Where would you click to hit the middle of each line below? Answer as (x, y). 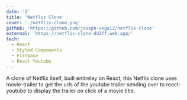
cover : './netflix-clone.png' (43, 22)
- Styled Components (37, 50)
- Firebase (25, 56)
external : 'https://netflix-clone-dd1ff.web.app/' (70, 34)
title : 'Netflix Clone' (36, 17)
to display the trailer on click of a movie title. (81, 91)
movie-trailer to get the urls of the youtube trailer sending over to (86, 84)
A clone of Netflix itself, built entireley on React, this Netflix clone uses (92, 78)
